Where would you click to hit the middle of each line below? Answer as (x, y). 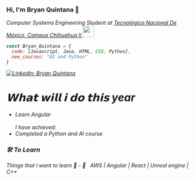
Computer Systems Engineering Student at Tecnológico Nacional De (91, 23)
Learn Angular (33, 115)
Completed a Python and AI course (59, 134)
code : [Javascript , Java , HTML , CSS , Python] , (71, 52)
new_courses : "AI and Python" (50, 57)
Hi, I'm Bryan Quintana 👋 (43, 10)
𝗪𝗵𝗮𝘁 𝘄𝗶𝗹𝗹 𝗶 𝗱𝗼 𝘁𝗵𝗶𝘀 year (71, 98)
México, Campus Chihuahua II (44, 35)
